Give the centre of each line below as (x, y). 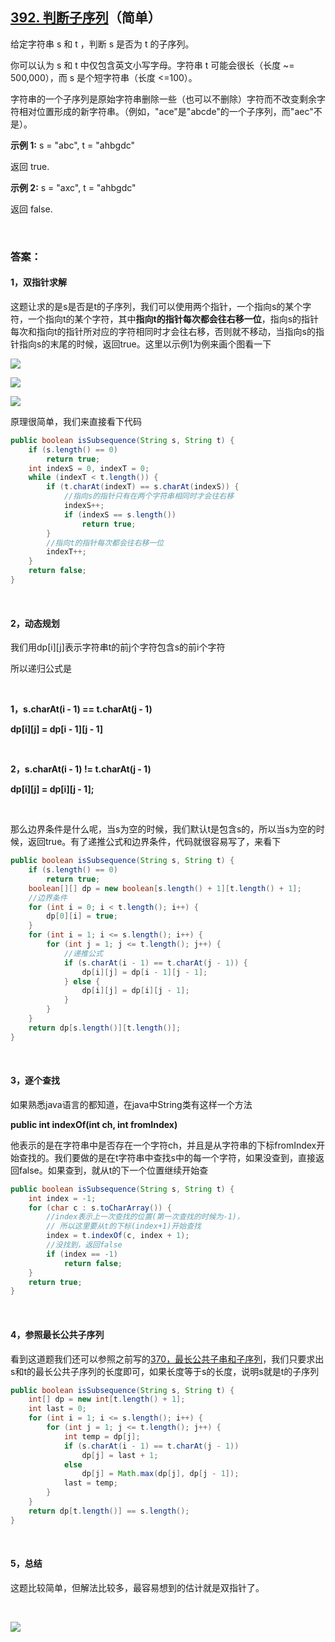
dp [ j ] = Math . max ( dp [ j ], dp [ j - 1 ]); (160, 1474)
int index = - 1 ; (62, 1198)
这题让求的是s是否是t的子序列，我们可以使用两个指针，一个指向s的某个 (156, 306)
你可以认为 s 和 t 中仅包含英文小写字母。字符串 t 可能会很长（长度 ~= (152, 65)
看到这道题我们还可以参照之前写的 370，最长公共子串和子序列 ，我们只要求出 (167, 1359)
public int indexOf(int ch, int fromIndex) (94, 1124)
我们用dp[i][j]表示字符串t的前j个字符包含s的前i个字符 (118, 647)
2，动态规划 (35, 623)
